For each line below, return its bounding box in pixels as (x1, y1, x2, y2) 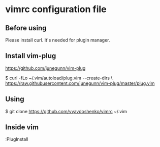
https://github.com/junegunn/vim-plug (5, 65, 86, 71)
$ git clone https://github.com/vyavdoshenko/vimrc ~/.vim (5, 108, 127, 114)
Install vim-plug (5, 52, 56, 60)
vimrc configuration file (5, 4, 107, 15)
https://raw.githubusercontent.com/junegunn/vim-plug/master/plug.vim (5, 80, 155, 86)
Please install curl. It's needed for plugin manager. (5, 37, 110, 43)
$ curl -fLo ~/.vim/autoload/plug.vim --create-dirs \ (5, 75, 113, 81)
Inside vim (5, 123, 39, 132)
